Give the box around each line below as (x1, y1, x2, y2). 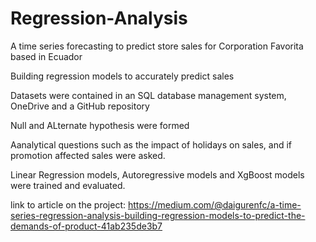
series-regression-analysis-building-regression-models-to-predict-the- (10, 209, 306, 221)
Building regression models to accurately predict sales (10, 70, 235, 82)
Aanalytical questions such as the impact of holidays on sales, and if (10, 138, 292, 151)
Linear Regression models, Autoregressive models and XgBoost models (10, 168, 305, 181)
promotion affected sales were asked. (10, 149, 166, 161)
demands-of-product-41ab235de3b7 (10, 220, 163, 232)
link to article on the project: (10, 198, 126, 211)
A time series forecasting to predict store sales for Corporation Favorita (10, 40, 304, 52)
